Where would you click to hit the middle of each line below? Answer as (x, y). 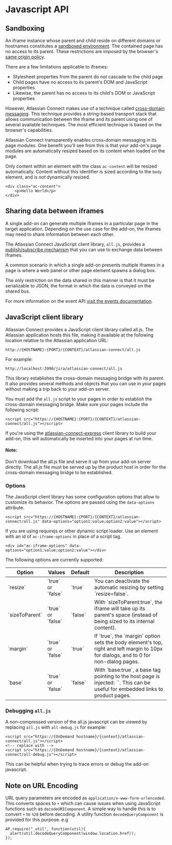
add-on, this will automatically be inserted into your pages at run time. (79, 438)
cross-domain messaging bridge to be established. (59, 472)
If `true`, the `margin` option (127, 636)
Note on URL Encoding (42, 785)
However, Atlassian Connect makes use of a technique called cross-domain (85, 108)
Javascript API (37, 9)
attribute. (15, 508)
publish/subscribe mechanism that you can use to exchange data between (84, 250)
